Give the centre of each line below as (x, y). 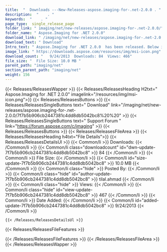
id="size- (138, 158)
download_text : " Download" (34, 42)
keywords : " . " (27, 19)
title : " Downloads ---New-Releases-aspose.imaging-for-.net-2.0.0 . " (83, 10)
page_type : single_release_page (40, 24)
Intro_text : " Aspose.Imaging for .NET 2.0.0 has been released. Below (82, 47)
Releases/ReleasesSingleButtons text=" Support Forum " (63, 121)
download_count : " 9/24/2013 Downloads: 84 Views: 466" (69, 56)
